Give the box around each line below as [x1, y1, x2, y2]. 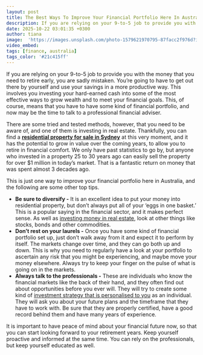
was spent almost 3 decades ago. [6, 165, 91, 173]
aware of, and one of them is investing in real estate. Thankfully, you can [6, 127, 187, 134]
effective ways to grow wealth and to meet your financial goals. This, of [6, 96, 184, 103]
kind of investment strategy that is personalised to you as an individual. [14, 291, 192, 299]
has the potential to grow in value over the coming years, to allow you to [6, 139, 185, 147]
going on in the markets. [14, 266, 76, 273]
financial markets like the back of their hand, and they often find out [14, 278, 184, 286]
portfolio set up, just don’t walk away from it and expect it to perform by [14, 234, 194, 241]
